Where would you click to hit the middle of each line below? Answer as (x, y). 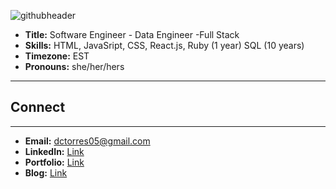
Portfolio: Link (54, 162)
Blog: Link (46, 172)
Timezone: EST (57, 56)
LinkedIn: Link (54, 151)
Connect (38, 107)
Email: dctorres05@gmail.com (87, 141)
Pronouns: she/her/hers (74, 66)
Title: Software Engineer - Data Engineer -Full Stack (132, 34)
